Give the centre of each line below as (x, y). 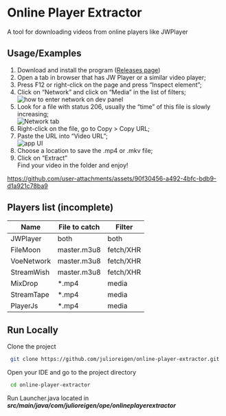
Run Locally (33, 330)
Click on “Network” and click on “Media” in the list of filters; (102, 92)
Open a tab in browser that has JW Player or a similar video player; (111, 77)
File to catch (79, 227)
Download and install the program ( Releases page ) (89, 70)
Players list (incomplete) (60, 208)
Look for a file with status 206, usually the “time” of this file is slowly (114, 106)
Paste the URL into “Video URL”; (62, 136)
